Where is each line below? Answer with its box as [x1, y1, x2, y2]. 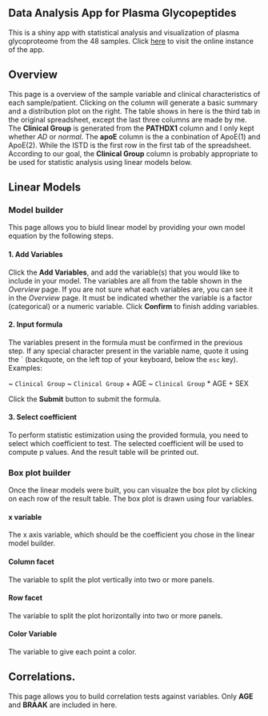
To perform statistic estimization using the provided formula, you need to [8, 430, 249, 440]
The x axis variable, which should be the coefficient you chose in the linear [8, 530, 255, 540]
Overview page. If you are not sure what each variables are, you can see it [8, 284, 254, 294]
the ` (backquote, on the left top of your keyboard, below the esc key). [8, 354, 238, 364]
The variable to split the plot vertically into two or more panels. [8, 574, 214, 584]
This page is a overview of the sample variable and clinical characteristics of [8, 89, 261, 99]
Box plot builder [8, 467, 71, 478]
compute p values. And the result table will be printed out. [8, 447, 199, 457]
